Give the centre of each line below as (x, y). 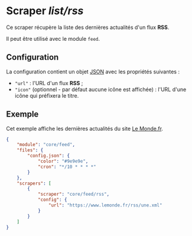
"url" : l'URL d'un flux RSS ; (49, 83)
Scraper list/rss (45, 11)
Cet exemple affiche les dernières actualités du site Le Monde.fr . (85, 128)
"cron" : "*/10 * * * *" (67, 167)
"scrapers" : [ (34, 183)
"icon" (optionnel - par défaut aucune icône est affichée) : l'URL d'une (100, 89)
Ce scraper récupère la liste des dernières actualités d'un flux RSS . (88, 27)
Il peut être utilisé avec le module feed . (53, 38)
